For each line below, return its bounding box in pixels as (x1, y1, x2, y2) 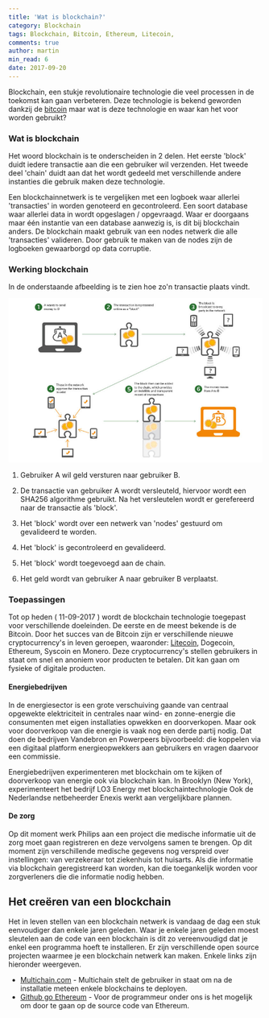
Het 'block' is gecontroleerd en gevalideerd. (19, 543, 167, 552)
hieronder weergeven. (8, 959, 82, 969)
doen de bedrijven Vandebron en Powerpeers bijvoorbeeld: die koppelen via (8, 734, 262, 744)
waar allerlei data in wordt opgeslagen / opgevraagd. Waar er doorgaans (8, 209, 250, 219)
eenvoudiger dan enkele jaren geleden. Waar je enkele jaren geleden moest (8, 925, 259, 934)
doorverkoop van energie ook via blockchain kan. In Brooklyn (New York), (8, 776, 254, 785)
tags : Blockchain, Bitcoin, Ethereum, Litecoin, (8, 30, 175, 38)
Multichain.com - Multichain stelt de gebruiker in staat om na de (19, 975, 233, 984)
